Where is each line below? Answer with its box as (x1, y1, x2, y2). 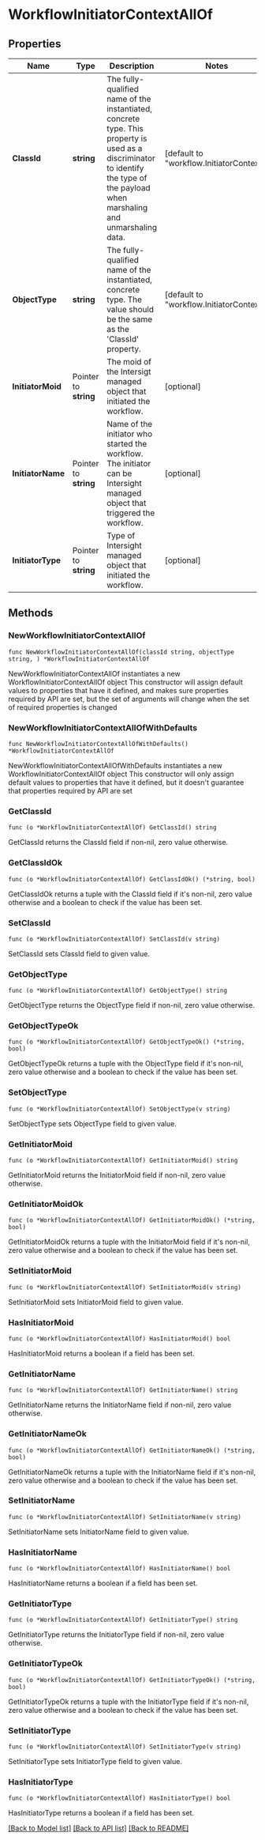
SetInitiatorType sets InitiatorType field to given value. (8, 1757, 183, 1766)
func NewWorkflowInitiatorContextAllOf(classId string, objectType (8, 648, 235, 656)
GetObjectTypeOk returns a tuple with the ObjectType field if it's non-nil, (8, 1059, 244, 1069)
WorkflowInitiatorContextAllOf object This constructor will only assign (8, 769, 234, 779)
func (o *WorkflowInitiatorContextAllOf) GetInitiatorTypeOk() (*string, (8, 1676, 256, 1684)
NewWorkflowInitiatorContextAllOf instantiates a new (8, 669, 181, 678)
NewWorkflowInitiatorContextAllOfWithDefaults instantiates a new (8, 760, 222, 770)
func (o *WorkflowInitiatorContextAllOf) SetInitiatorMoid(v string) (8, 1283, 242, 1291)
